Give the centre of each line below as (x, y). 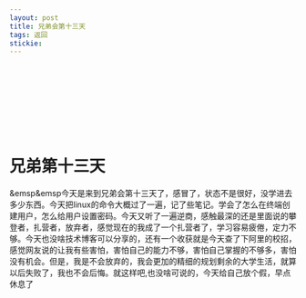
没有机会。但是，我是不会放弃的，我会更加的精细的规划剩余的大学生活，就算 (153, 262)
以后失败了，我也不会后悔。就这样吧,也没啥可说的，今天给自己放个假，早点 (150, 273)
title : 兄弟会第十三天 (48, 26)
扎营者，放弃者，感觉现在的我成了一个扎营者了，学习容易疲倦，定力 (161, 227)
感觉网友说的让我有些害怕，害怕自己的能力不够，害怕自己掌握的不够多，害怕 (153, 250)
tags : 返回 (29, 35)
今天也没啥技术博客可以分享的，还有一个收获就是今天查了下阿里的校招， (161, 239)
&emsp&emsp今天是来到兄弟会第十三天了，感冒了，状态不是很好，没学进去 (151, 194)
